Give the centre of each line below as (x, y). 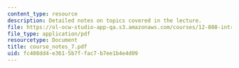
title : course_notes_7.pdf (47, 47)
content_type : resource (43, 14)
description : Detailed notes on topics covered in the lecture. (105, 21)
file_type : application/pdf (49, 34)
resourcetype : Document (43, 40)
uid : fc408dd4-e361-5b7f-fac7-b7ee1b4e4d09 (73, 54)
